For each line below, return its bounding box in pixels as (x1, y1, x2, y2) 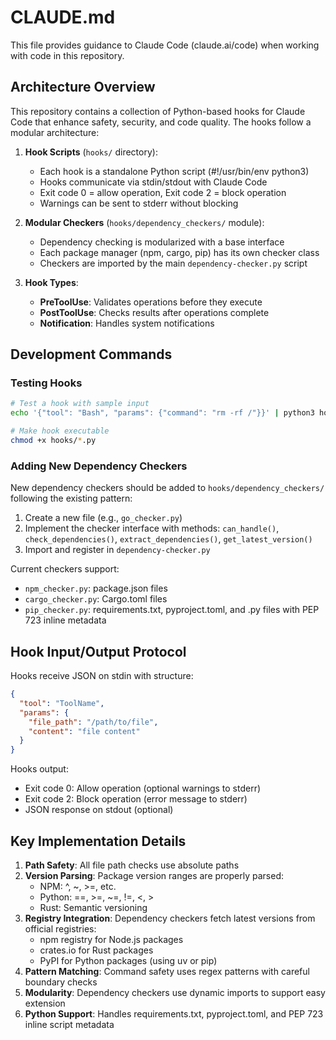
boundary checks (24, 976, 98, 988)
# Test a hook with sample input (10, 399, 150, 409)
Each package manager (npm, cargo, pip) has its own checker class (39, 246, 320, 258)
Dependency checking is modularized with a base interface (39, 236, 285, 248)
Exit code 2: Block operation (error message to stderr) (24, 793, 248, 805)
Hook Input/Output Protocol (10, 643, 187, 660)
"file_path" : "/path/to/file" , (28, 717, 159, 727)
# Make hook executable (10, 426, 110, 436)
